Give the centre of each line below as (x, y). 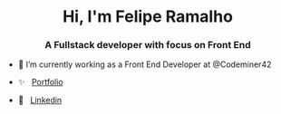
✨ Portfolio (40, 82)
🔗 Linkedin (40, 100)
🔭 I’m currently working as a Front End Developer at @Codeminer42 (145, 64)
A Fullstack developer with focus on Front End (148, 45)
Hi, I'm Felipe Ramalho (148, 17)
